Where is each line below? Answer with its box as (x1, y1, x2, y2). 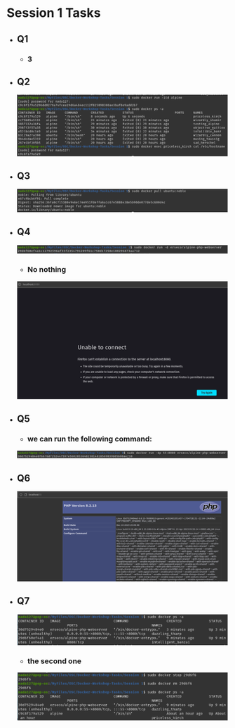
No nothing (27, 265, 67, 275)
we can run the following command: (27, 434, 152, 444)
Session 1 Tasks (6, 5, 101, 21)
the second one (27, 656, 82, 666)
